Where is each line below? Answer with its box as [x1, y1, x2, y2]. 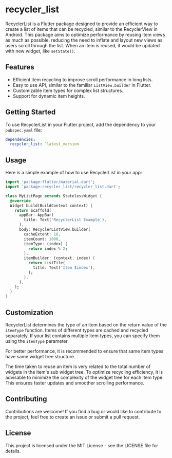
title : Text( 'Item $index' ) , [32, 265, 95, 270]
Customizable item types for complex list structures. [12, 87, 123, 94]
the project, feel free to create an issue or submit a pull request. [5, 414, 140, 420]
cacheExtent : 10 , [24, 231, 61, 237]
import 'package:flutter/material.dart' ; [5, 179, 95, 185]
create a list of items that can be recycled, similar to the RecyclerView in [5, 26, 158, 32]
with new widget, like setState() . [5, 48, 75, 54]
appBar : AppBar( [18, 212, 54, 218]
